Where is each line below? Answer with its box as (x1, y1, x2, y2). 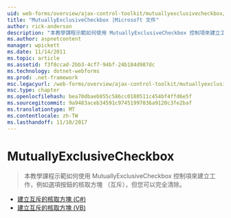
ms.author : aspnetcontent (7, 36, 81, 43)
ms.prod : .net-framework (7, 74, 78, 81)
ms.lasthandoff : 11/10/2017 (7, 118, 88, 126)
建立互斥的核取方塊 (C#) (16, 195, 87, 204)
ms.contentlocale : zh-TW (7, 112, 78, 119)
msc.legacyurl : (7, 80, 51, 87)
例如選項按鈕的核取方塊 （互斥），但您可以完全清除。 (36, 180, 186, 189)
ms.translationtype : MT (7, 106, 76, 113)
